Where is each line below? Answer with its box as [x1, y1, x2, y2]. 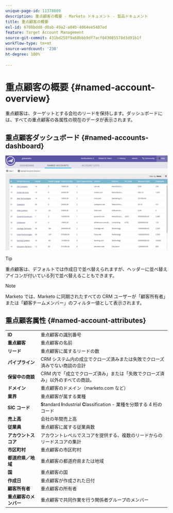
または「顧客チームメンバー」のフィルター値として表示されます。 [5, 300, 145, 306]
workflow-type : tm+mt [5, 41, 52, 46]
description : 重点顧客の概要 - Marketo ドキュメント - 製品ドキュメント [5, 13, 148, 19]
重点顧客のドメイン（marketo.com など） [40, 385, 129, 391]
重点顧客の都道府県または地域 [40, 458, 104, 464]
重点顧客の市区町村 [40, 446, 81, 452]
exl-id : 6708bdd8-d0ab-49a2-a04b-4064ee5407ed [5, 25, 107, 30]
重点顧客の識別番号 [40, 332, 81, 338]
